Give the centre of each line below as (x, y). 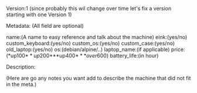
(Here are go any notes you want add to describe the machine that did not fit (98, 78)
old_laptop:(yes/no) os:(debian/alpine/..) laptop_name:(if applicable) (88, 49)
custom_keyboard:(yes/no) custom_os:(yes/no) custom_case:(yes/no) (90, 43)
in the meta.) (21, 84)
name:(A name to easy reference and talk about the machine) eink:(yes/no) (97, 37)
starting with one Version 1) (39, 15)
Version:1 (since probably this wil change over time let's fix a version (89, 8)
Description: (21, 67)
